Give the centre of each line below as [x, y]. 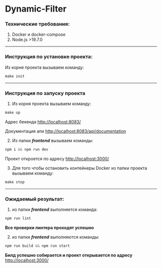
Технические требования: [37, 24]
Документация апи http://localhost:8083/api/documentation [66, 131]
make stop [15, 182]
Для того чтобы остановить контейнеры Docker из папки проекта [80, 168]
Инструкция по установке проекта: [49, 57]
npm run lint [18, 218]
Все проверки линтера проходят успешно [49, 227]
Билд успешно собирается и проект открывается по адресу [69, 255]
